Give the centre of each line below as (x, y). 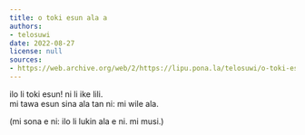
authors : (26, 26)
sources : (26, 60)
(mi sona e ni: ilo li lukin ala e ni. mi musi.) (87, 121)
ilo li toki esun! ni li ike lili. (56, 94)
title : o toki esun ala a (58, 18)
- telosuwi (30, 34)
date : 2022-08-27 (42, 43)
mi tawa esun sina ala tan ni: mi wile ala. (84, 103)
